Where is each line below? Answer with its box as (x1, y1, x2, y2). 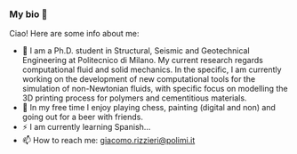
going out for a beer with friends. (21, 111, 144, 123)
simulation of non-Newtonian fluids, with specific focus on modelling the (21, 84, 288, 94)
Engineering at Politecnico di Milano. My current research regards (21, 55, 264, 66)
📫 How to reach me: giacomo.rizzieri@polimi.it (21, 135, 196, 146)
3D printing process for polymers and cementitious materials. (21, 93, 247, 103)
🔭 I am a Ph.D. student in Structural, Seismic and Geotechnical (21, 45, 251, 56)
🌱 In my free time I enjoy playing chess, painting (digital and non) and (21, 102, 276, 113)
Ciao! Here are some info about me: (9, 28, 140, 39)
